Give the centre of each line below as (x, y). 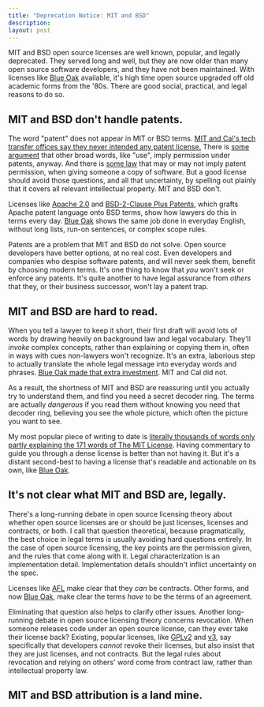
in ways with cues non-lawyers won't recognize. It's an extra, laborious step (132, 355)
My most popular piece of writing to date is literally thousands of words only (132, 436)
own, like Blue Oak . (39, 470)
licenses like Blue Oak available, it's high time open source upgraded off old (131, 78)
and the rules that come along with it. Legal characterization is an (114, 556)
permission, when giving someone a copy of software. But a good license (127, 172)
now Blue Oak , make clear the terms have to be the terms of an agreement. (130, 596)
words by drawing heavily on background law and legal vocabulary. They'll (129, 339)
